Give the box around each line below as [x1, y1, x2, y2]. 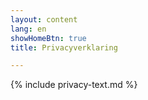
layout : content [10, 14, 78, 25]
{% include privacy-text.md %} [10, 79, 138, 91]
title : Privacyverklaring [10, 42, 118, 53]
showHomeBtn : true [10, 33, 87, 43]
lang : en [10, 24, 47, 34]
